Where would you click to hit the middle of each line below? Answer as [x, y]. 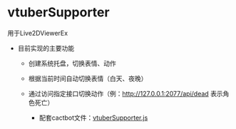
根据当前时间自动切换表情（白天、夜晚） [88, 78]
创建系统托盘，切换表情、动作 [72, 63]
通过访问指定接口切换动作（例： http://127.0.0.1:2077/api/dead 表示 [125, 93]
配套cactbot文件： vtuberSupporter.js [93, 118]
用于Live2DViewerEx [38, 33]
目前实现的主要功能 [46, 48]
